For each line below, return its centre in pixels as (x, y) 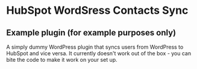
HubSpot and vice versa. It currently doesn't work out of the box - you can (99, 53)
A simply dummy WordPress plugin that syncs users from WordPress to (95, 47)
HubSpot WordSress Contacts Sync (97, 10)
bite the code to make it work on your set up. (62, 60)
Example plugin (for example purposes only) (91, 33)
